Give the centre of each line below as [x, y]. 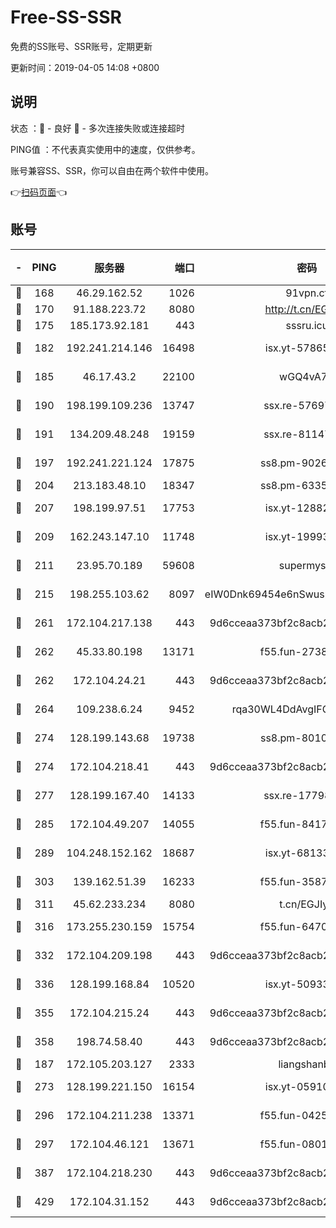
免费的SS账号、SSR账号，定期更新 [81, 46]
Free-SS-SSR [66, 17]
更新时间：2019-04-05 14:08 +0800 [85, 67]
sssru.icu [307, 325]
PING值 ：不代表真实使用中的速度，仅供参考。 [105, 149]
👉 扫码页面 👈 [39, 192]
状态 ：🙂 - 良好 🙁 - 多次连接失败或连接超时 [97, 128]
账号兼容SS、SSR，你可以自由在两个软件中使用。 [112, 170]
